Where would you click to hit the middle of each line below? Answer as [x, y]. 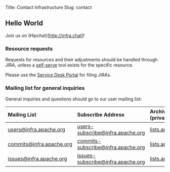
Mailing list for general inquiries [45, 88]
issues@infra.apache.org [37, 159]
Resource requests [29, 49]
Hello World [24, 23]
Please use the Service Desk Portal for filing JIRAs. [58, 75]
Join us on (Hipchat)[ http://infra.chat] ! [45, 36]
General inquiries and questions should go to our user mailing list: [74, 99]
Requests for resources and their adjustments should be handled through [81, 60]
